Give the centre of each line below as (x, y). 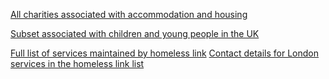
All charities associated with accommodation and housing (129, 14)
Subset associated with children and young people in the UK (135, 33)
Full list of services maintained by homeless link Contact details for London (165, 53)
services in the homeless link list (77, 63)
